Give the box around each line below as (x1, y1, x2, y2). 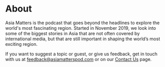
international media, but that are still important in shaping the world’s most (5, 36, 160, 42)
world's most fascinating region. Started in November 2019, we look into (5, 25, 156, 31)
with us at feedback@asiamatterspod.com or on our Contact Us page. (5, 56, 152, 62)
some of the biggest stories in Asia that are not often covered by (5, 30, 140, 36)
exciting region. (5, 41, 38, 47)
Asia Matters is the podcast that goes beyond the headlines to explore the (5, 20, 160, 26)
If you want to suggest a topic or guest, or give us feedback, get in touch (5, 51, 158, 57)
